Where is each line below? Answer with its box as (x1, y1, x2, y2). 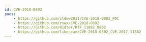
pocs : (4, 12, 16, 16)
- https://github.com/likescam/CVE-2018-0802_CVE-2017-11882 (13, 29, 141, 34)
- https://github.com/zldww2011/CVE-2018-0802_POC (13, 16, 119, 21)
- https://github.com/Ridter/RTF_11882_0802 (13, 25, 106, 30)
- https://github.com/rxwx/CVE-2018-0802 (13, 20, 99, 26)
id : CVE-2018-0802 (4, 7, 42, 12)
